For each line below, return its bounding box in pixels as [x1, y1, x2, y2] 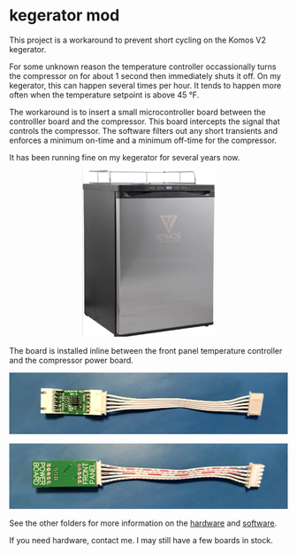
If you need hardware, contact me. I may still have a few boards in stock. [9, 534, 273, 545]
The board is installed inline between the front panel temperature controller [9, 345, 283, 355]
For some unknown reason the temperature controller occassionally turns [9, 61, 277, 72]
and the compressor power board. [9, 355, 134, 365]
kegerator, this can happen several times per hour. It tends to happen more [9, 80, 282, 90]
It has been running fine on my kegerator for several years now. [9, 152, 240, 162]
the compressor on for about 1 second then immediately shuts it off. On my [9, 70, 281, 81]
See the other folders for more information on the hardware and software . [9, 518, 278, 528]
